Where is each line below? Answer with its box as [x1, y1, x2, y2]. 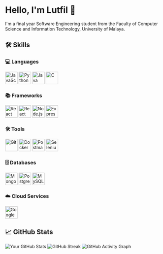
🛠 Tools [5, 126, 25, 132]
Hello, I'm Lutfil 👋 [5, 4, 76, 16]
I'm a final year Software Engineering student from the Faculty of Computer [5, 21, 159, 27]
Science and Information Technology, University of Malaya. [5, 26, 125, 32]
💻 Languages [5, 59, 39, 65]
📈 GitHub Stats [5, 228, 53, 236]
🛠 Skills [5, 41, 31, 49]
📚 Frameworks [5, 92, 43, 99]
